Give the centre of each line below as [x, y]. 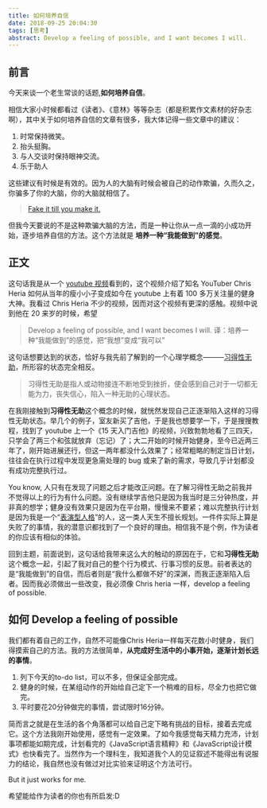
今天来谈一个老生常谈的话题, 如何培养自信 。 [79, 93]
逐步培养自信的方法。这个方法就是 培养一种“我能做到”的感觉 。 [124, 235]
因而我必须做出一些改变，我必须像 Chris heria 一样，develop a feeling [136, 583]
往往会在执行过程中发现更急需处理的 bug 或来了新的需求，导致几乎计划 [124, 460]
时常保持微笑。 [44, 137]
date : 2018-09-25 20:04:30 [53, 23]
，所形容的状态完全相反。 [57, 367]
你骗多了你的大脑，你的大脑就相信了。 [71, 193]
